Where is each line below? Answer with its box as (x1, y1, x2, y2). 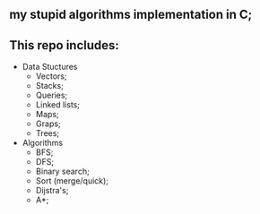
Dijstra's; (35, 185, 69, 196)
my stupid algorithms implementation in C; (9, 7, 253, 22)
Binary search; (35, 166, 90, 177)
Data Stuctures (22, 62, 78, 73)
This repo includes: (9, 38, 119, 53)
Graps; (35, 118, 61, 129)
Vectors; (35, 71, 67, 81)
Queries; (35, 90, 68, 101)
